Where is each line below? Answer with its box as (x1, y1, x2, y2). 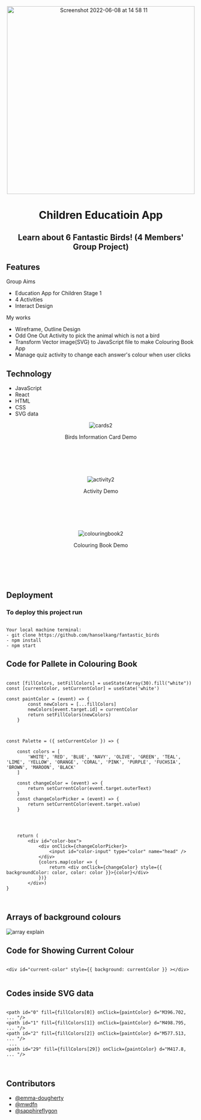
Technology (6, 369, 52, 379)
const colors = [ (17, 748, 61, 754)
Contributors (6, 1079, 56, 1089)
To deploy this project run (6, 608, 83, 616)
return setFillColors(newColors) (28, 712, 112, 718)
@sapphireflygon (14, 1107, 58, 1114)
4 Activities (14, 296, 43, 303)
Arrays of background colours (6, 912, 121, 922)
